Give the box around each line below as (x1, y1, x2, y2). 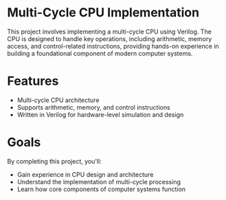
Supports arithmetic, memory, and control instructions (16, 103, 170, 111)
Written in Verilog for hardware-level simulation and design (16, 110, 184, 118)
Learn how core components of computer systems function (16, 185, 186, 193)
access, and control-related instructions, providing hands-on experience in (7, 42, 220, 50)
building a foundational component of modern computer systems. (7, 49, 193, 58)
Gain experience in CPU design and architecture (16, 170, 154, 179)
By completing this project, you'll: (7, 157, 102, 165)
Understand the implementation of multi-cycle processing (16, 177, 181, 186)
